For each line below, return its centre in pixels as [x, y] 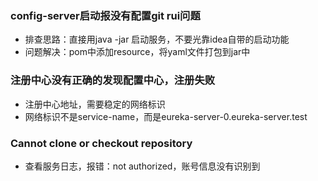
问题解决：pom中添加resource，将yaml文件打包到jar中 [137, 52]
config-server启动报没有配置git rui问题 [105, 15]
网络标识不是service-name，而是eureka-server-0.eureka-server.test [166, 116]
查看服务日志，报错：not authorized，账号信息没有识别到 [142, 166]
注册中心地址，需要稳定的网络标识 [95, 104]
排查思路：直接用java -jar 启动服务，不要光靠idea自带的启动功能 [157, 39]
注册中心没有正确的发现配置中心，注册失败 [113, 80]
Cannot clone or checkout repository [101, 143]
